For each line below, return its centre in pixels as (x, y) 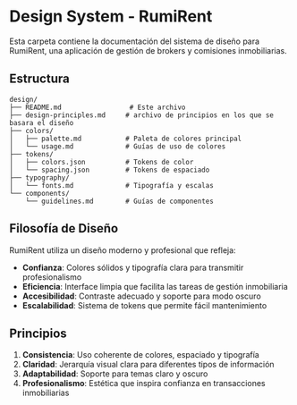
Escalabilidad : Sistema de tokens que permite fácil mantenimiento (144, 305)
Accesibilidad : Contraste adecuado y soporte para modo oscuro (141, 296)
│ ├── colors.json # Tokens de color (102, 162)
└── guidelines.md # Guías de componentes (120, 201)
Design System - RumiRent (111, 17)
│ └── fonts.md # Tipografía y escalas (112, 185)
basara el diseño (42, 122)
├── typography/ (39, 177)
